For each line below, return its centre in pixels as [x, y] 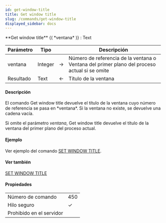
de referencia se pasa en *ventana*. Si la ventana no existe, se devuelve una [83, 108]
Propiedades [19, 184]
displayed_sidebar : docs [31, 24]
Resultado [19, 79]
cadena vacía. [19, 113]
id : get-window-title [27, 10]
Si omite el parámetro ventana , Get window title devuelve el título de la [77, 123]
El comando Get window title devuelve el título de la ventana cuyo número [80, 103]
